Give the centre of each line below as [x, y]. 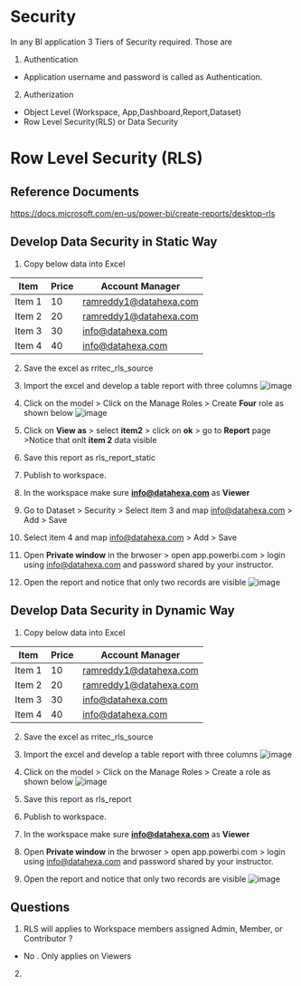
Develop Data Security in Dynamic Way [122, 610]
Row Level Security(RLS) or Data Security [101, 121]
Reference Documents [75, 192]
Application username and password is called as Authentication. [143, 77]
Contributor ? [48, 939]
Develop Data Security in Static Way [114, 242]
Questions [40, 907]
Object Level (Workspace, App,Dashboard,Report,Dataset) [132, 111]
